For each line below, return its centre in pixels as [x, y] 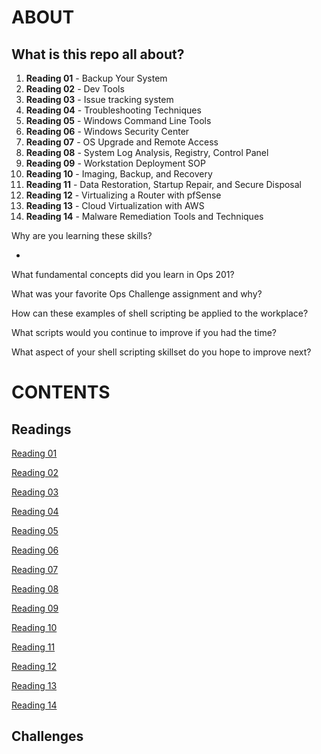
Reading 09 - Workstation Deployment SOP [115, 163]
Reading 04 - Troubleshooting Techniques [113, 110]
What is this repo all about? [98, 54]
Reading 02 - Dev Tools [75, 89]
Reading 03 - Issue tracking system [99, 99]
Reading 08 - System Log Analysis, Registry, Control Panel [147, 152]
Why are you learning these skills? [82, 235]
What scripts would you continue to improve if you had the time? [144, 332]
